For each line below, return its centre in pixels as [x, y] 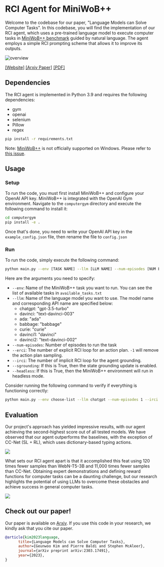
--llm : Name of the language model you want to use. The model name [83, 298]
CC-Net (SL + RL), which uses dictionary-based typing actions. [69, 442]
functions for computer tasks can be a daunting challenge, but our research [81, 476]
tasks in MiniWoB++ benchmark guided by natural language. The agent [77, 38]
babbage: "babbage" [41, 324]
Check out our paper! [38, 511]
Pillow [18, 125]
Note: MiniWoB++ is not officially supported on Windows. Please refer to [78, 148]
